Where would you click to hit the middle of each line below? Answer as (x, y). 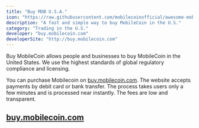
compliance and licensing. (38, 68)
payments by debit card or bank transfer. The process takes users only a (95, 86)
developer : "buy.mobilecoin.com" (47, 34)
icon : (13, 17)
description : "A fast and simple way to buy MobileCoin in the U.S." (94, 23)
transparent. (21, 99)
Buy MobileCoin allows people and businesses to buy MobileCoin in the (93, 56)
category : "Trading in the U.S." (47, 28)
